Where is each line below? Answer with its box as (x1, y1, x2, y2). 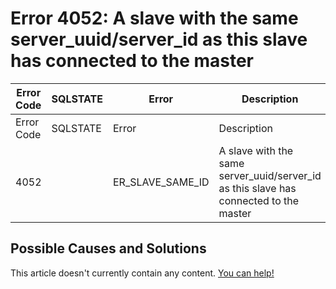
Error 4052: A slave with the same (10, 7, 299, 30)
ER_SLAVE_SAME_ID (113, 175, 210, 189)
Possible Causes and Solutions (10, 240, 207, 257)
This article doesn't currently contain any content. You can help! (10, 267, 275, 279)
